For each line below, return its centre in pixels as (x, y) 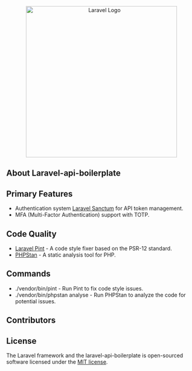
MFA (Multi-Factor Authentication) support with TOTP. (82, 215)
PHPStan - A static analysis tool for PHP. (65, 255)
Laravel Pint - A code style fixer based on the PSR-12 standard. (93, 249)
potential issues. (35, 301)
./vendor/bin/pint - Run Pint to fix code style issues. (79, 288)
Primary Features (40, 194)
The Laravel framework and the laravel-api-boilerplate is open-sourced (95, 356)
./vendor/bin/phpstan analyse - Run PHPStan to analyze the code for (100, 295)
